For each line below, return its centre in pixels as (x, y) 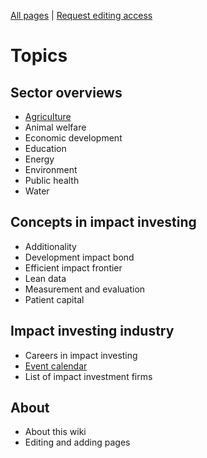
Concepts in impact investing (103, 222)
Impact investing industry (92, 331)
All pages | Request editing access (81, 15)
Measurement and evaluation (85, 289)
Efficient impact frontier (73, 267)
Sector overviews (66, 92)
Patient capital (54, 299)
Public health (52, 180)
